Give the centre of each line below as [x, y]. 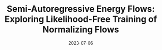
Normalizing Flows [81, 30]
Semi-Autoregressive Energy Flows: [81, 9]
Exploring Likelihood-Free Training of [81, 19]
